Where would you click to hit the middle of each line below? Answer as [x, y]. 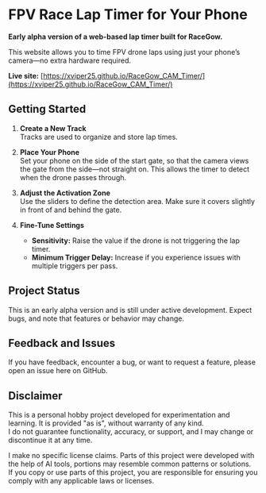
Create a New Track [53, 128]
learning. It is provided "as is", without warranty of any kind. [106, 423]
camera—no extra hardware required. [70, 60]
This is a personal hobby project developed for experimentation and [119, 415]
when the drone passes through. [73, 177]
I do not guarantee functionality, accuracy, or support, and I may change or [131, 432]
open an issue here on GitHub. [58, 371]
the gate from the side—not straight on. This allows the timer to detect [135, 169]
